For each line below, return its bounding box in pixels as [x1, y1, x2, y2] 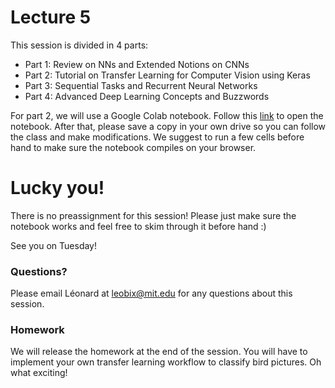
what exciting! [10, 367, 68, 379]
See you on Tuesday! [10, 239, 98, 251]
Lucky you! [10, 177, 105, 200]
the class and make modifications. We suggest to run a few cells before [10, 131, 305, 143]
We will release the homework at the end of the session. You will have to [10, 346, 308, 358]
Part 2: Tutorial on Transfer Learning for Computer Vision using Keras [24, 69, 311, 81]
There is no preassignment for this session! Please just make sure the [10, 209, 297, 221]
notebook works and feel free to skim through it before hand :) [10, 220, 267, 232]
